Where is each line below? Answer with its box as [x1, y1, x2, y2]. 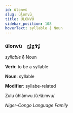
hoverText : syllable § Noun [5, 26, 63, 31]
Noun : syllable [5, 73, 35, 80]
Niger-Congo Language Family [5, 103, 68, 109]
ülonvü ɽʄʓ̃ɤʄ [5, 43, 40, 50]
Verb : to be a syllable [5, 64, 48, 70]
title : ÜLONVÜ [5, 16, 35, 21]
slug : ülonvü [5, 12, 32, 17]
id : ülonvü [5, 7, 28, 12]
